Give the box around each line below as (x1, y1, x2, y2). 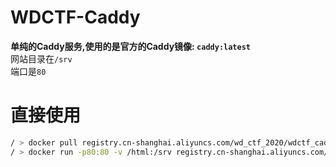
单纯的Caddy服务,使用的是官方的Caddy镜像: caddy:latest (10, 40, 251, 52)
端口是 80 (10, 65, 47, 77)
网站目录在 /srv (10, 52, 73, 65)
